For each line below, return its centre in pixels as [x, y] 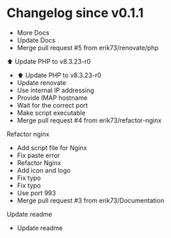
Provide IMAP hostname [52, 98]
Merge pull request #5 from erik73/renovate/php [88, 47]
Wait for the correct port [52, 105]
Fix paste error [38, 155]
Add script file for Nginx [52, 147]
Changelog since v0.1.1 [75, 13]
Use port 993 [36, 193]
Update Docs [36, 40]
